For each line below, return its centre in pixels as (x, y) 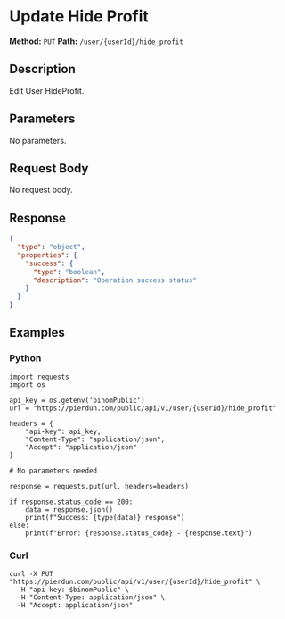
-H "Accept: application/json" (75, 606)
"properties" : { (47, 255)
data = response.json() (69, 510)
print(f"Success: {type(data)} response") (105, 517)
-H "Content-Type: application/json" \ (91, 598)
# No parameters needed (53, 471)
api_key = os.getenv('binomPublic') (77, 400)
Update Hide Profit (79, 17)
